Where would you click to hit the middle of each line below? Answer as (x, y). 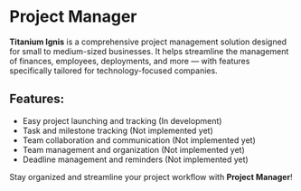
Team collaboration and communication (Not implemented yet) (139, 140)
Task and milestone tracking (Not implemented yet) (118, 130)
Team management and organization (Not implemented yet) (134, 149)
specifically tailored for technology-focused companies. (114, 71)
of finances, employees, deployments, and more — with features (130, 61)
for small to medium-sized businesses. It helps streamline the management (149, 51)
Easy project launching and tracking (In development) (122, 120)
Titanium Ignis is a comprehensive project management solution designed (148, 42)
